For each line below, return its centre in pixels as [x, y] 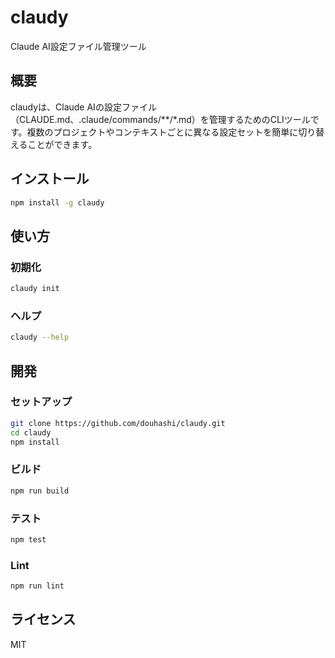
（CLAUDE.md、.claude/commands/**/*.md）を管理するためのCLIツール [160, 119]
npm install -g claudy [57, 202]
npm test [28, 539]
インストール [50, 179]
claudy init [35, 289]
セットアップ [41, 402]
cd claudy [31, 432]
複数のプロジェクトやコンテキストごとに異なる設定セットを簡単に [162, 132]
